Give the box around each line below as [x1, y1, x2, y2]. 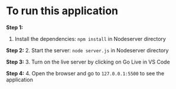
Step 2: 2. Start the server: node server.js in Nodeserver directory [6, 46, 169, 54]
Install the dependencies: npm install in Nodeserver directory [14, 35, 167, 42]
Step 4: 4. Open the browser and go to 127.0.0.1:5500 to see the [6, 69, 164, 77]
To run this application [6, 4, 119, 18]
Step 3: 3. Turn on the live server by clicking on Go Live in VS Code [6, 58, 170, 65]
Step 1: [6, 24, 24, 31]
